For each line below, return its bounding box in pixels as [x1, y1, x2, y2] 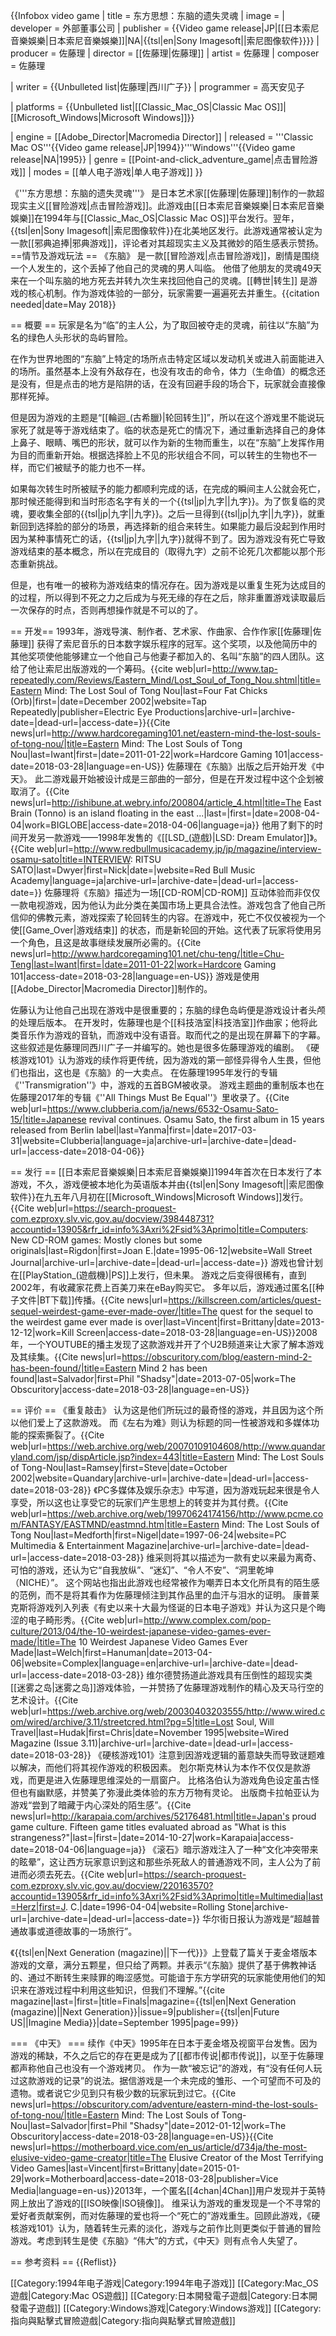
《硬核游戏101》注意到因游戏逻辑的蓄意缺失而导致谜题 [93, 1749, 317, 1761]
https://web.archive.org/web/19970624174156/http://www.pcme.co [47, 1508, 324, 1519]
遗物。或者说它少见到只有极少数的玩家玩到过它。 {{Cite [10, 2087, 237, 2099]
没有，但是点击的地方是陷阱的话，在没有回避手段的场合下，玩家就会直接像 [18, 378, 326, 389]
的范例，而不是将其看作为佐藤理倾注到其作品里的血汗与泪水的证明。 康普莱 [10, 1589, 320, 1601]
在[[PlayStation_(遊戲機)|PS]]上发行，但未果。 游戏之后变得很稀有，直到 [10, 1269, 307, 1281]
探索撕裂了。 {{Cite [27, 1429, 105, 1441]
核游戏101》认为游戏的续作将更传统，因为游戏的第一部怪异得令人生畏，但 [10, 1054, 313, 1066]
